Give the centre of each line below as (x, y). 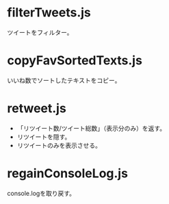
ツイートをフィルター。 (40, 32)
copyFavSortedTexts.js (75, 61)
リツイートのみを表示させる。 (59, 145)
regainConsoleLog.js (68, 173)
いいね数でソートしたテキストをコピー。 (64, 80)
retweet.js (37, 109)
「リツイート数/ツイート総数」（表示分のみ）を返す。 (91, 128)
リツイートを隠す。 (44, 137)
